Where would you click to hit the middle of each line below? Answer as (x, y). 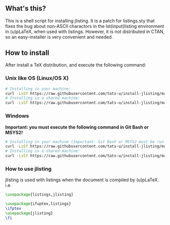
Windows (17, 116)
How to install (27, 53)
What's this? (26, 8)
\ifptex (13, 209)
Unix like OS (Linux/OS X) (37, 78)
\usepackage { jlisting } (29, 213)
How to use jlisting (28, 169)
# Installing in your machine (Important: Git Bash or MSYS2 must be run (85, 142)
